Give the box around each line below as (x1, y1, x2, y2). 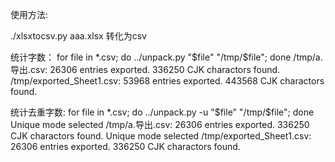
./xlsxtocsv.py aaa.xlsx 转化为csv (10, 30, 147, 42)
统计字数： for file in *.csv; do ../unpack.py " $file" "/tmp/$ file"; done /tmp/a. (10, 51, 323, 63)
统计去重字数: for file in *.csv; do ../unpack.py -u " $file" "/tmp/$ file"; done (10, 106, 315, 118)
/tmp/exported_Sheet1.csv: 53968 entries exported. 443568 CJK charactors (10, 75, 325, 87)
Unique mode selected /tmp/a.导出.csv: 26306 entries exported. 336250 (10, 119, 310, 130)
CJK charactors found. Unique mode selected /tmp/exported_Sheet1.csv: (10, 130, 312, 142)
